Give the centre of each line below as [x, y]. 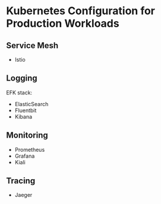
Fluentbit [26, 110]
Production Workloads [63, 23]
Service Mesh [32, 45]
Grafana [25, 156]
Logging [22, 78]
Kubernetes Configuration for [81, 11]
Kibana [23, 116]
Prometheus [30, 149]
